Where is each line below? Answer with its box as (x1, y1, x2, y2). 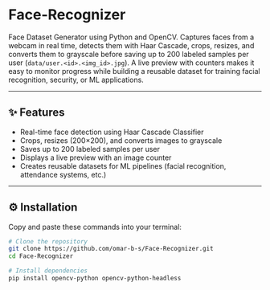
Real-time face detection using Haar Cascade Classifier (19, 127, 204, 137)
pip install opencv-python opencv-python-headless (8, 275, 182, 283)
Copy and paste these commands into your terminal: (8, 222, 182, 231)
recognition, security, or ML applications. (8, 75, 145, 84)
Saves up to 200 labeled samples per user (19, 144, 161, 153)
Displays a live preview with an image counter (19, 153, 172, 162)
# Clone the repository (8, 237, 88, 246)
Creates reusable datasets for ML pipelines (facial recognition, (19, 161, 227, 170)
